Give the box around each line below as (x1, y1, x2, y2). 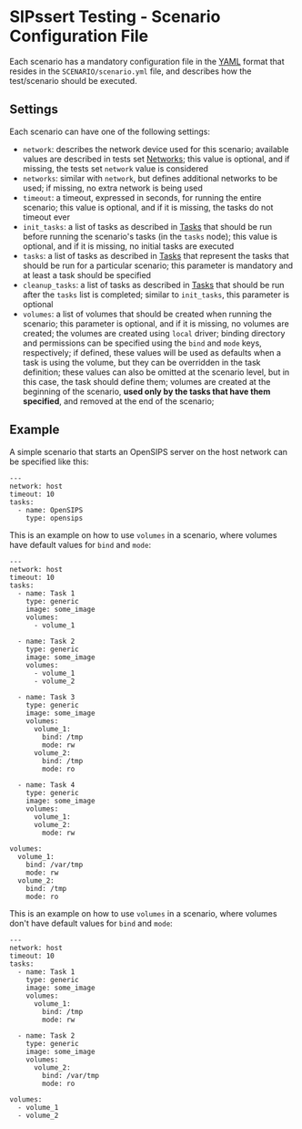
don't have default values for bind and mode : (9, 917, 173, 928)
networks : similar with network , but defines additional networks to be (22, 172, 278, 183)
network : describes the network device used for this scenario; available (22, 143, 289, 154)
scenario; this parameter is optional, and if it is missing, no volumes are (22, 317, 289, 329)
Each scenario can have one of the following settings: (9, 126, 211, 137)
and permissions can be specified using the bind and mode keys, (22, 337, 262, 348)
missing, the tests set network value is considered (22, 162, 209, 174)
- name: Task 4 (17, 780, 75, 790)
